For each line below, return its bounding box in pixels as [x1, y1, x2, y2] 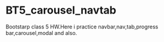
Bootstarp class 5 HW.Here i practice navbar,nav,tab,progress [5, 23, 159, 30]
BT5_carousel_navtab [5, 4, 117, 17]
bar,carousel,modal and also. [5, 29, 77, 36]
